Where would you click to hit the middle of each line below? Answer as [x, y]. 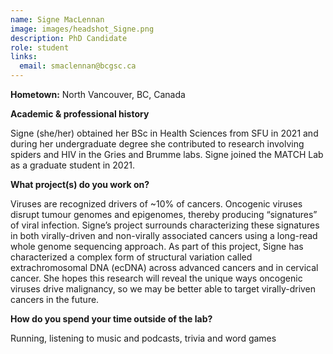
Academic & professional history [80, 114]
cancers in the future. [55, 299]
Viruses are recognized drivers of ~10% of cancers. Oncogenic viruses [156, 204]
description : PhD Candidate [69, 38]
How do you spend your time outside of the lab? [111, 319]
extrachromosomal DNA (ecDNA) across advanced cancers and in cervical [164, 267]
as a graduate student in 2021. [72, 165]
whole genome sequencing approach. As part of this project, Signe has [157, 246]
